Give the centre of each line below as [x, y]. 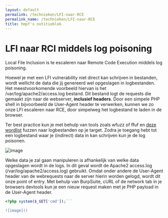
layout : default [22, 10]
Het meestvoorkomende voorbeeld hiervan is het [56, 88]
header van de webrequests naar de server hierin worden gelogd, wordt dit [83, 176]
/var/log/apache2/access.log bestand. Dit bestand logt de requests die [78, 94]
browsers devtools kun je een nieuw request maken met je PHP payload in [82, 187]
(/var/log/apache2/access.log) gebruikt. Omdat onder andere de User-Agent [84, 171]
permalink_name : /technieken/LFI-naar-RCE [50, 19]
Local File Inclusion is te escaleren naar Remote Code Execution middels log [84, 63]
